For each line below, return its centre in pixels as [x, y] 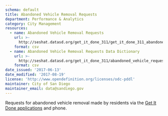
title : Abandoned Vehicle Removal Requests [51, 14]
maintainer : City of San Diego [38, 84]
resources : [16, 28]
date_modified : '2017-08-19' [35, 75]
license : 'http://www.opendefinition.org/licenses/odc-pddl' [70, 79]
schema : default [22, 10]
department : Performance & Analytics [44, 19]
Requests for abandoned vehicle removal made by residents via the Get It [81, 103]
